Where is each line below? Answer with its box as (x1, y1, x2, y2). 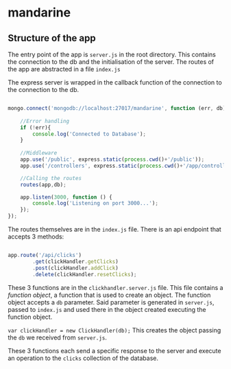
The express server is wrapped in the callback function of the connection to (8, 78, 222, 87)
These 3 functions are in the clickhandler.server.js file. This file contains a (8, 283, 223, 291)
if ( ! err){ (20, 124, 51, 131)
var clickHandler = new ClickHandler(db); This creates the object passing (8, 326, 221, 334)
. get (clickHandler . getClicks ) (32, 258, 119, 265)
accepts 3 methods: (8, 232, 64, 241)
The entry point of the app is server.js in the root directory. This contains (8, 50, 217, 58)
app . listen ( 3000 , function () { (20, 194, 112, 201)
